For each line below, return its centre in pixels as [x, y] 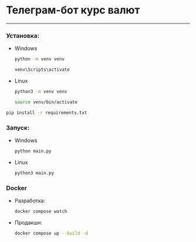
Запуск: [18, 127]
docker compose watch [41, 211]
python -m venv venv [39, 59]
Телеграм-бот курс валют [73, 10]
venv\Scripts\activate [42, 70]
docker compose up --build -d [51, 233]
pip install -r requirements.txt [47, 113]
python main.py [33, 151]
